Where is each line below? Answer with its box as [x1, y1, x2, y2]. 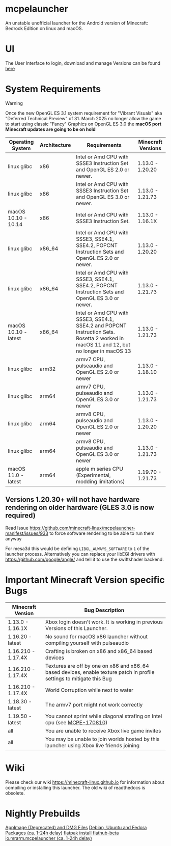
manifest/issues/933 [5, 530, 48, 536]
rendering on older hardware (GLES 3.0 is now [5, 503, 154, 512]
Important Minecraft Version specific [5, 574, 165, 586]
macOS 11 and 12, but [76, 341, 131, 348]
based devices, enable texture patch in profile [45, 668, 155, 675]
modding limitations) [76, 478, 125, 485]
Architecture [40, 141, 71, 148]
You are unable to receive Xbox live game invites [45, 727, 161, 734]
